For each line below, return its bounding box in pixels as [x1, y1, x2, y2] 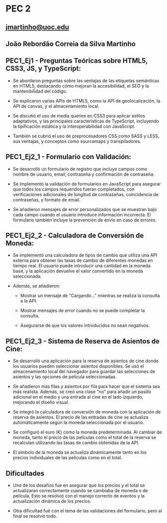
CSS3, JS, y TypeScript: [5, 64, 81, 73]
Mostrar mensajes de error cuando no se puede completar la [20, 308, 145, 314]
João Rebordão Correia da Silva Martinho [5, 39, 136, 48]
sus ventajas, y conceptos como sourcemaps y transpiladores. [12, 138, 141, 144]
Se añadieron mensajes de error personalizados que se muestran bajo [12, 206, 157, 212]
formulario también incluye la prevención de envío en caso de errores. [12, 217, 157, 223]
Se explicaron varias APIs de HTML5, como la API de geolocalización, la [12, 98, 161, 104]
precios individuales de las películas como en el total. [12, 455, 122, 461]
